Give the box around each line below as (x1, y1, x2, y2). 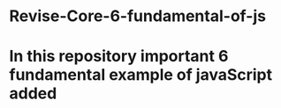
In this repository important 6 (9, 47, 229, 67)
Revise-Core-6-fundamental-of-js (9, 6, 267, 26)
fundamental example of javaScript (9, 65, 273, 85)
